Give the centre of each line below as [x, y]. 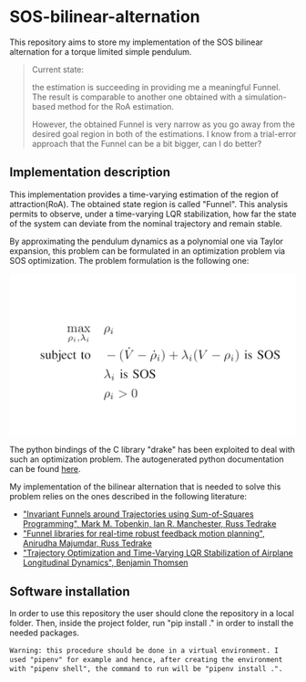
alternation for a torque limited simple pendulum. [101, 51]
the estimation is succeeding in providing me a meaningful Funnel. [156, 87]
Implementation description [90, 172]
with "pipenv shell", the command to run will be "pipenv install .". [146, 669]
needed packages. [45, 633]
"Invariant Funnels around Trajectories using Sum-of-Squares [138, 514]
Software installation [70, 591]
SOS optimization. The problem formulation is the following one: [129, 260]
